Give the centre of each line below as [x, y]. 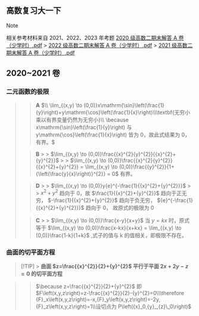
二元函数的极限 [28, 92]
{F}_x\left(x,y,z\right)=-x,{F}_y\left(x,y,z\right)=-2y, [98, 299]
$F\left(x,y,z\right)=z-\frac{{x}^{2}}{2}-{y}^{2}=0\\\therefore [110, 293]
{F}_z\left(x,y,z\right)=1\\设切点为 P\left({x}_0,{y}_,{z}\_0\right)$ [114, 306]
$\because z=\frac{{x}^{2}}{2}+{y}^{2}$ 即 [88, 286]
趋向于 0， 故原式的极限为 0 [120, 208]
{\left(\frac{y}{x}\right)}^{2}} [71, 174]
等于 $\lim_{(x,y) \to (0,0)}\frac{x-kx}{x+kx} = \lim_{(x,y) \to [108, 228]
